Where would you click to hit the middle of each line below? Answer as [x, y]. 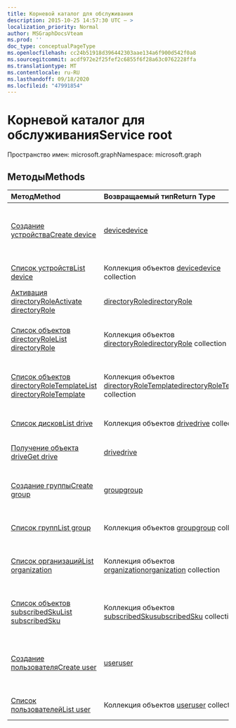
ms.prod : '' [25, 40]
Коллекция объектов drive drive [157, 423]
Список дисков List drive [52, 423]
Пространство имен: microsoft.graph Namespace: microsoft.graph [104, 154]
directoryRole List [39, 339]
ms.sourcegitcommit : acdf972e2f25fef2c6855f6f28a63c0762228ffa [102, 60]
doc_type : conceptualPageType [52, 46]
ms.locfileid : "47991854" [45, 86]
